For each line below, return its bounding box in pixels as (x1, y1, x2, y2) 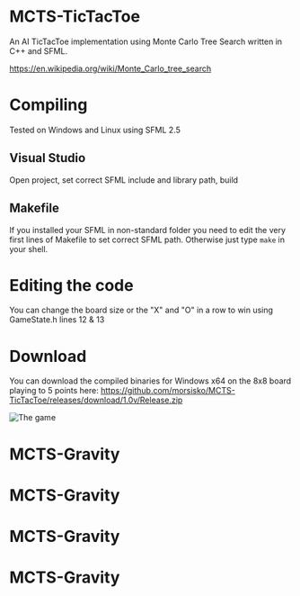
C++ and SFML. (9, 45, 68, 56)
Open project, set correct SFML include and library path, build (9, 174, 239, 185)
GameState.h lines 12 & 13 (9, 314, 105, 325)
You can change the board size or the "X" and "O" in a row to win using (9, 304, 274, 316)
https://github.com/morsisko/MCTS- (100, 385, 235, 396)
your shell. (9, 243, 49, 254)
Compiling (9, 95, 88, 115)
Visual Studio (9, 150, 86, 166)
